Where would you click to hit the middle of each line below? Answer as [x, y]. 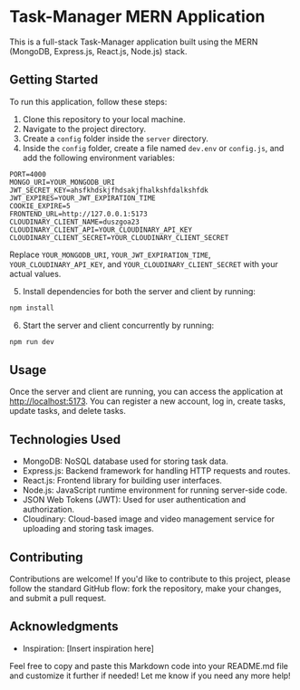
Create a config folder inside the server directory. [115, 139]
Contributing [46, 557]
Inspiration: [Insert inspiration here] [88, 648]
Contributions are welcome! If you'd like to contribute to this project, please [150, 579]
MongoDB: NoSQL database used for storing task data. [125, 461]
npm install [32, 308]
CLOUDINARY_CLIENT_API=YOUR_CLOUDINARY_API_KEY [101, 230]
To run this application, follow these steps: [88, 101]
